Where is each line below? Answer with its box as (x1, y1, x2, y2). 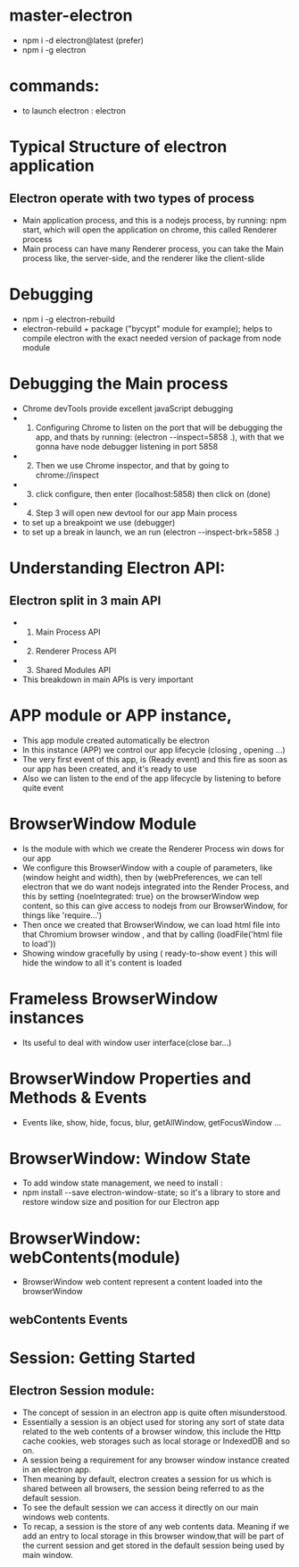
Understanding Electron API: (9, 558, 226, 577)
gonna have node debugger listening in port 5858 (35, 441, 219, 451)
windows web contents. (21, 1512, 110, 1522)
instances (9, 1007, 85, 1028)
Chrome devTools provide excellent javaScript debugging (21, 403, 234, 414)
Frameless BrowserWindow (9, 989, 219, 1008)
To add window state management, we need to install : (21, 1177, 223, 1189)
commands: (9, 76, 100, 97)
